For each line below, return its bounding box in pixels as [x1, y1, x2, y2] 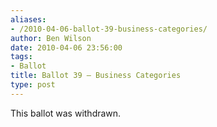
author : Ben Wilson [10, 33, 92, 43]
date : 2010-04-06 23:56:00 [10, 42, 123, 53]
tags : [10, 52, 33, 62]
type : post [10, 80, 56, 90]
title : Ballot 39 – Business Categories [10, 71, 182, 81]
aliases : [10, 14, 47, 25]
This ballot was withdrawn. [10, 107, 122, 119]
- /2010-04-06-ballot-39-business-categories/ [10, 24, 208, 34]
